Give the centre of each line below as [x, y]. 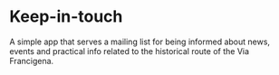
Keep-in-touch [66, 17]
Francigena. [32, 61]
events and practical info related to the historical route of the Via [130, 51]
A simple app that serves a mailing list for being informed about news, [139, 42]
